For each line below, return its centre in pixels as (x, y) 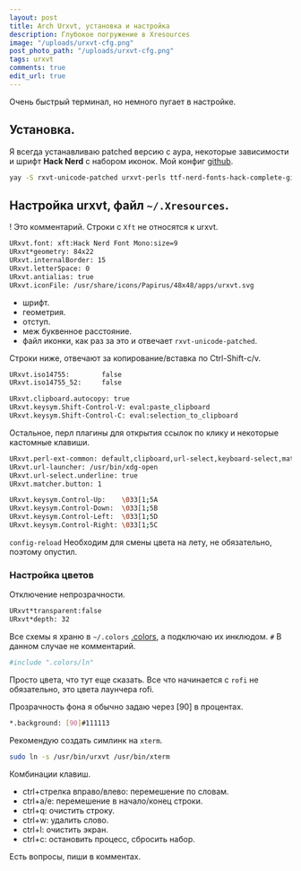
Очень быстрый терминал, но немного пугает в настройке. (123, 101)
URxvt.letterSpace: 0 (50, 268)
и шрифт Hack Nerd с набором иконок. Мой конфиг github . (121, 161)
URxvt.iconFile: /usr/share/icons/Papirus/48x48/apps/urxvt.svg (132, 285)
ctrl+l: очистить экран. (65, 829)
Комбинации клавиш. (50, 774)
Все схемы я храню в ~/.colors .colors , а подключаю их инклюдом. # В (146, 636)
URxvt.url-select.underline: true (74, 475)
